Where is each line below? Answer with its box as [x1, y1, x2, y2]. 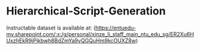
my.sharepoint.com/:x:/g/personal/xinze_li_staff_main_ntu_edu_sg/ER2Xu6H [6, 30, 194, 37]
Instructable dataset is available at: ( [6, 24, 96, 31]
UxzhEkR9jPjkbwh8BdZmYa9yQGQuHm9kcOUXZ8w [6, 37, 136, 44]
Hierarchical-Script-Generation [6, 4, 166, 18]
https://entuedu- [95, 24, 136, 31]
